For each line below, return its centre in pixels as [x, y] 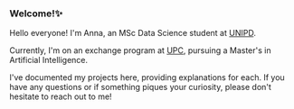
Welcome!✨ [36, 14]
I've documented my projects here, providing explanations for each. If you [147, 77]
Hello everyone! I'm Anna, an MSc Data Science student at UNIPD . [133, 33]
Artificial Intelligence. [49, 60]
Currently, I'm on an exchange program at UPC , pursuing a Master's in [140, 50]
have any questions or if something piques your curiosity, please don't [140, 87]
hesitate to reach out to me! [61, 96]
